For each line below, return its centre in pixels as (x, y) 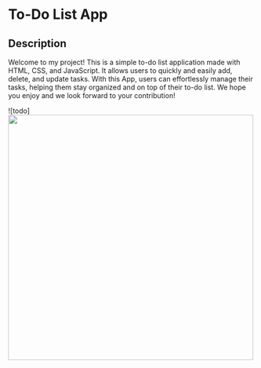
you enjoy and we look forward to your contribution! (92, 95)
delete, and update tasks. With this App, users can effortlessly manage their (130, 79)
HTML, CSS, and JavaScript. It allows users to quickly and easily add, (120, 71)
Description (37, 44)
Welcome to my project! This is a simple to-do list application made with (124, 62)
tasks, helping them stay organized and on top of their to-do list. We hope (127, 87)
